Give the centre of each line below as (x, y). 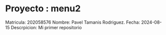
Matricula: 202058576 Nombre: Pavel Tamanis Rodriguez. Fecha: (73, 22)
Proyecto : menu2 (43, 9)
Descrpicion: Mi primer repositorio (46, 27)
